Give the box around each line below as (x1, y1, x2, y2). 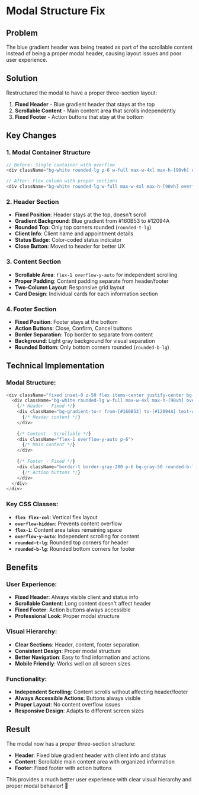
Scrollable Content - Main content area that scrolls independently (14, 107, 176, 114)
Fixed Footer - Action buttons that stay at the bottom (14, 113, 144, 120)
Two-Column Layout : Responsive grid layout (14, 283, 125, 291)
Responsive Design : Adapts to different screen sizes (14, 707, 144, 714)
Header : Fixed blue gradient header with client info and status (14, 752, 166, 759)
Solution (6, 73, 38, 84)
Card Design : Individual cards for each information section (14, 290, 158, 297)
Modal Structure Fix (6, 4, 105, 18)
